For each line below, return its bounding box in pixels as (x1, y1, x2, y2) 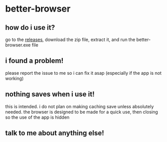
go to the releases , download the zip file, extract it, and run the (5, 36, 136, 42)
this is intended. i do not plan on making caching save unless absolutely (5, 103, 154, 109)
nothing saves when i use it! (5, 90, 95, 99)
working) (5, 75, 24, 81)
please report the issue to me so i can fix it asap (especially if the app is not (5, 70, 162, 76)
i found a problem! (5, 57, 64, 65)
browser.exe (5, 42, 31, 48)
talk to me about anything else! (5, 129, 105, 137)
